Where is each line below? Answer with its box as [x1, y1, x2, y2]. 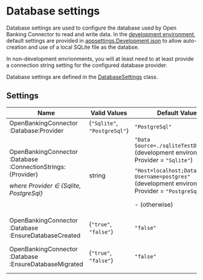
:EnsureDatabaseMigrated [9, 259, 83, 268]
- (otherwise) [134, 200, 173, 209]
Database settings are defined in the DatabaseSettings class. [6, 73, 158, 80]
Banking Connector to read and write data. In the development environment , [6, 30, 196, 37]
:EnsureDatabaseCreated [9, 231, 81, 240]
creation [6, 43, 27, 51]
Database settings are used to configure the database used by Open [6, 24, 177, 31]
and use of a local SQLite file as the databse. [28, 43, 140, 51]
